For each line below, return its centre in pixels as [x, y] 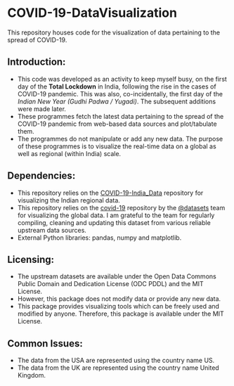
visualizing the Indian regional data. [69, 200]
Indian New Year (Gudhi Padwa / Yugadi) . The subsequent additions [117, 101]
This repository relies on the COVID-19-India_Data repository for [110, 193]
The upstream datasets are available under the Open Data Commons [117, 276]
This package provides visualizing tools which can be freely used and [118, 307]
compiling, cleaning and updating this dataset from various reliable [114, 222]
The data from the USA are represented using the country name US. [116, 361]
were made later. [42, 109]
